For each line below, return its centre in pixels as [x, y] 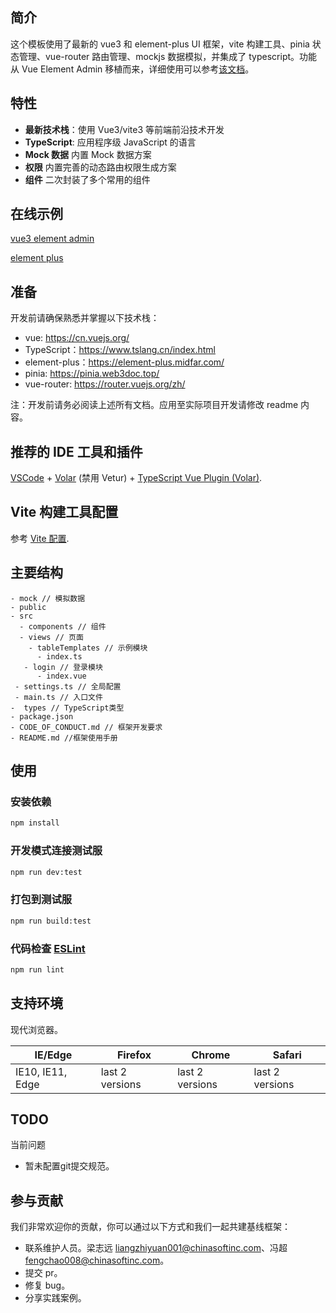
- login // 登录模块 [63, 667]
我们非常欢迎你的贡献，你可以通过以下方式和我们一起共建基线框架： [150, 1227]
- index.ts [59, 656]
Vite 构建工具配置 [64, 512]
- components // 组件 [63, 626]
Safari [287, 1055]
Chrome [211, 1055]
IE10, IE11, [41, 1071]
